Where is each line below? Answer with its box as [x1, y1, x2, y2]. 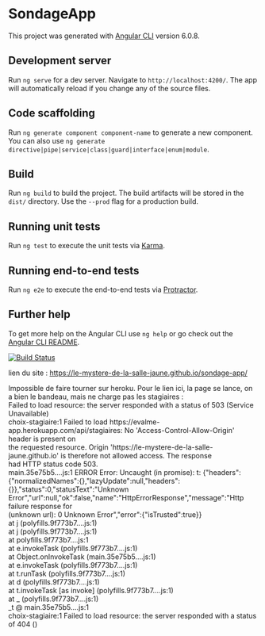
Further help [8, 308, 71, 321]
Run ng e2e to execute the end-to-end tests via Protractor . [8, 285, 198, 294]
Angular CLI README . [8, 337, 80, 347]
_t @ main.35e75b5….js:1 [8, 602, 90, 611]
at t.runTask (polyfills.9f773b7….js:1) [8, 569, 125, 578]
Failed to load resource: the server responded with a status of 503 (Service [8, 400, 254, 409]
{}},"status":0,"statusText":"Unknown [8, 485, 129, 494]
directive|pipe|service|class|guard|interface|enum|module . [8, 144, 209, 154]
